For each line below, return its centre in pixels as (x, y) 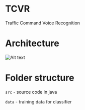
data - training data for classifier (38, 101)
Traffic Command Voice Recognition (43, 23)
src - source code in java (31, 92)
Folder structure (40, 78)
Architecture (32, 43)
